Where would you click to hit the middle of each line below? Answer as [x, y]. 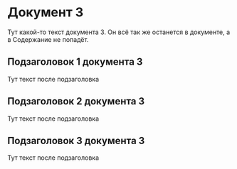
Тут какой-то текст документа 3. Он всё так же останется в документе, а [118, 32]
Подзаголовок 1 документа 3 [75, 62]
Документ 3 [46, 12]
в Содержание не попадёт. [48, 39]
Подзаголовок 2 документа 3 [76, 101]
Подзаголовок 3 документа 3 [76, 140]
